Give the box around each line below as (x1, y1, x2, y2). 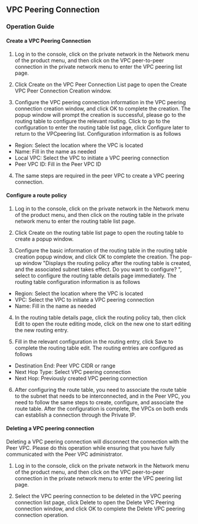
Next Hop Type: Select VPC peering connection (14, 368, 131, 375)
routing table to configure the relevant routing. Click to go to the (14, 117, 170, 124)
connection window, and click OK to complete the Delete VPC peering (14, 505, 185, 512)
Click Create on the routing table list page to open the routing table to (14, 229, 184, 236)
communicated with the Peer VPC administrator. (6, 450, 123, 458)
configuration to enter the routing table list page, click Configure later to (14, 124, 190, 131)
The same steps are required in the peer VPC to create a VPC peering (14, 172, 184, 179)
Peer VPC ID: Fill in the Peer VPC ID (14, 160, 102, 168)
